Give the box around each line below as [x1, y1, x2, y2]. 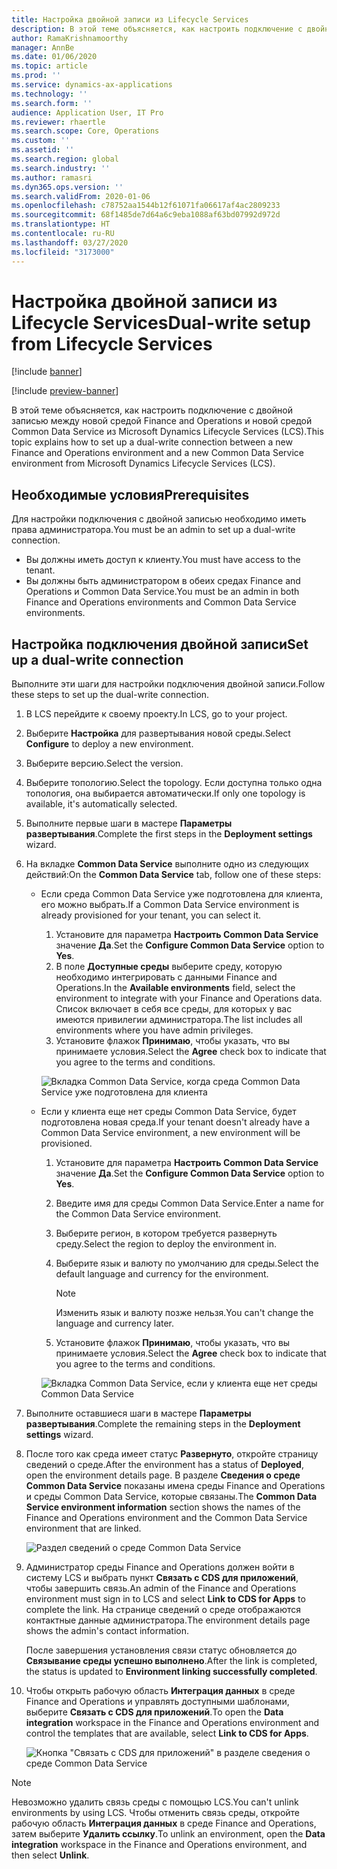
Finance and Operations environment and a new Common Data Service [11, 447, 304, 459]
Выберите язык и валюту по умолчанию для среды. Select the [55, 1257, 319, 1270]
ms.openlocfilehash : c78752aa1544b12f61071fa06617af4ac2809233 [11, 201, 281, 211]
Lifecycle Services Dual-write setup [11, 311, 311, 334]
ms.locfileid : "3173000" [11, 247, 115, 257]
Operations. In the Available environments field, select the [55, 982, 296, 994]
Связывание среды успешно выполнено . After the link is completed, [25, 1655, 318, 1667]
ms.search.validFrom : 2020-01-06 [11, 191, 151, 201]
